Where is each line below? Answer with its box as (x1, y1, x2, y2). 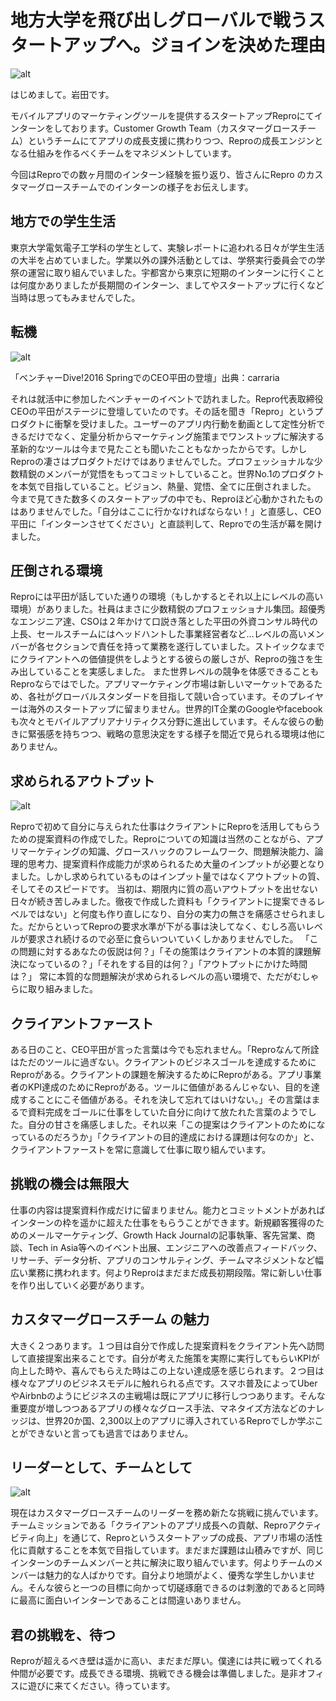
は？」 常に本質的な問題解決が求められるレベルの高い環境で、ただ (10, 971, 285, 983)
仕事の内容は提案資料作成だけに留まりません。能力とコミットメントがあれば (10, 1204, 326, 1216)
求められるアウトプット (10, 772, 155, 790)
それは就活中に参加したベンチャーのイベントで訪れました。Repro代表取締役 (10, 392, 324, 405)
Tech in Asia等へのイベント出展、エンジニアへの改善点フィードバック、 (27, 1241, 323, 1253)
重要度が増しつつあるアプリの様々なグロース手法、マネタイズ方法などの (10, 1402, 308, 1414)
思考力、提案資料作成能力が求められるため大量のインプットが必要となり (27, 858, 326, 870)
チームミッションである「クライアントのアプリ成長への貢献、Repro (10, 1519, 288, 1531)
